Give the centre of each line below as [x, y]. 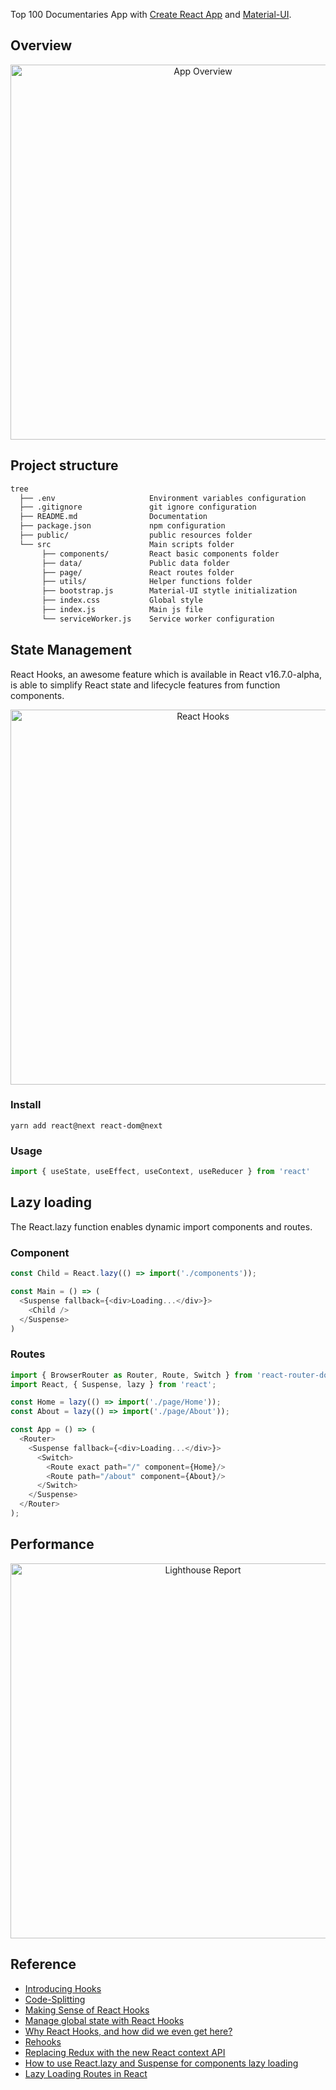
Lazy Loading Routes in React [86, 2073]
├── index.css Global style [122, 600]
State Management [71, 650]
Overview [41, 45]
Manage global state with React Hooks [104, 2020]
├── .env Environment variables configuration [163, 498]
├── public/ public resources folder [136, 535]
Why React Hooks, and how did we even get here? [128, 2031]
